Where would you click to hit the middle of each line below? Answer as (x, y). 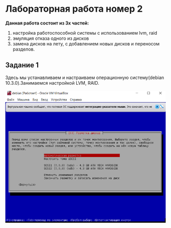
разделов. (24, 49)
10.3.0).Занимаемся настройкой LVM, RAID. (52, 83)
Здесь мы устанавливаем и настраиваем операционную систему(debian (85, 78)
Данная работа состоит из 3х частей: (47, 23)
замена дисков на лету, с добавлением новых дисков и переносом (86, 43)
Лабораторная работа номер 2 (74, 9)
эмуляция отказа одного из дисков (51, 38)
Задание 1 (22, 65)
